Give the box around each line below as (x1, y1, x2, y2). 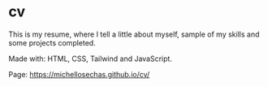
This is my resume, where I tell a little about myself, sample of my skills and (8, 29, 260, 39)
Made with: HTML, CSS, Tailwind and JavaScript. (8, 54, 173, 63)
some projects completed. (8, 37, 96, 47)
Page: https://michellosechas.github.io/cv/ (8, 69, 150, 79)
